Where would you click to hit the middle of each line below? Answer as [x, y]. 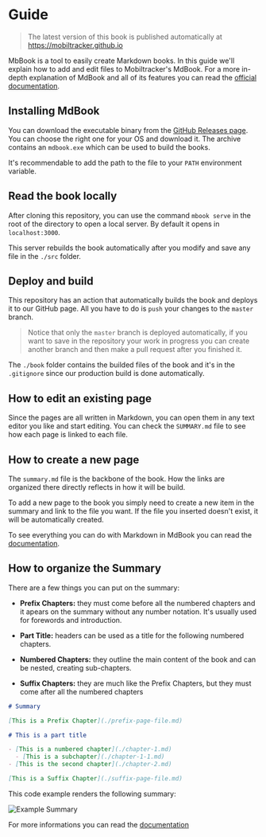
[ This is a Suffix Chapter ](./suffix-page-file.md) [95, 779]
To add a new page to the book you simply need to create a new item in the [131, 503]
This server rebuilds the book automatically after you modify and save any [129, 248]
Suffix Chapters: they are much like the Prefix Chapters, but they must [135, 683]
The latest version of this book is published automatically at [125, 37]
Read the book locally [63, 196]
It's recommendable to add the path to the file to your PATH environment [125, 162]
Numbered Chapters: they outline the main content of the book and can [138, 659]
